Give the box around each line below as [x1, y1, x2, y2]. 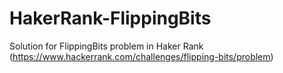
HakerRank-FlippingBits [9, 7, 212, 30]
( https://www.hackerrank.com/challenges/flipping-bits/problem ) [9, 50, 274, 62]
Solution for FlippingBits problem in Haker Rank [9, 40, 204, 52]
